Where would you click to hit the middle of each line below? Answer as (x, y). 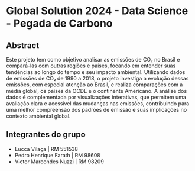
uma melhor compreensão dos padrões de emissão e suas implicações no (97, 110)
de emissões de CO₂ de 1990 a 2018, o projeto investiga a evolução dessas (97, 78)
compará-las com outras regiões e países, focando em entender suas (91, 66)
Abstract (23, 45)
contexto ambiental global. (38, 116)
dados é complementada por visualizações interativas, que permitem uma (96, 97)
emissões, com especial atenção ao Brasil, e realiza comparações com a (95, 85)
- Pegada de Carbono (59, 23)
